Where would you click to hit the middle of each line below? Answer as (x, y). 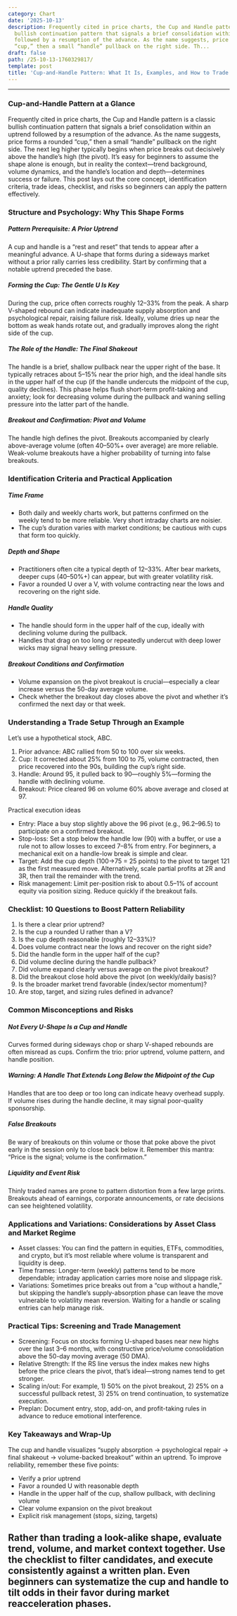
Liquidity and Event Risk (44, 1173)
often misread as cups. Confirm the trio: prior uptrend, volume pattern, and (116, 1052)
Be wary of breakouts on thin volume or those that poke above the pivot (112, 1142)
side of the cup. (31, 333)
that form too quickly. (49, 535)
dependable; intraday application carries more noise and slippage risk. (120, 1278)
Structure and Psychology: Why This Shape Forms (96, 212)
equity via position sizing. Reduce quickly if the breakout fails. (108, 891)
